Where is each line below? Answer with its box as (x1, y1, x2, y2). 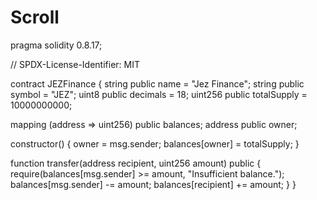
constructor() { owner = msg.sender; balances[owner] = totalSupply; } (10, 137, 300, 150)
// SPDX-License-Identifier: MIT (10, 58, 140, 70)
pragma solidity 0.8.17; (10, 39, 103, 51)
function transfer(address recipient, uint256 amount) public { (10, 157, 262, 169)
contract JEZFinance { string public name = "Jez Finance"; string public (10, 77, 305, 90)
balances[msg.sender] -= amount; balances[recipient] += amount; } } (10, 178, 297, 190)
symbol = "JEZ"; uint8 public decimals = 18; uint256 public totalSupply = (10, 88, 308, 100)
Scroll (10, 6, 60, 29)
